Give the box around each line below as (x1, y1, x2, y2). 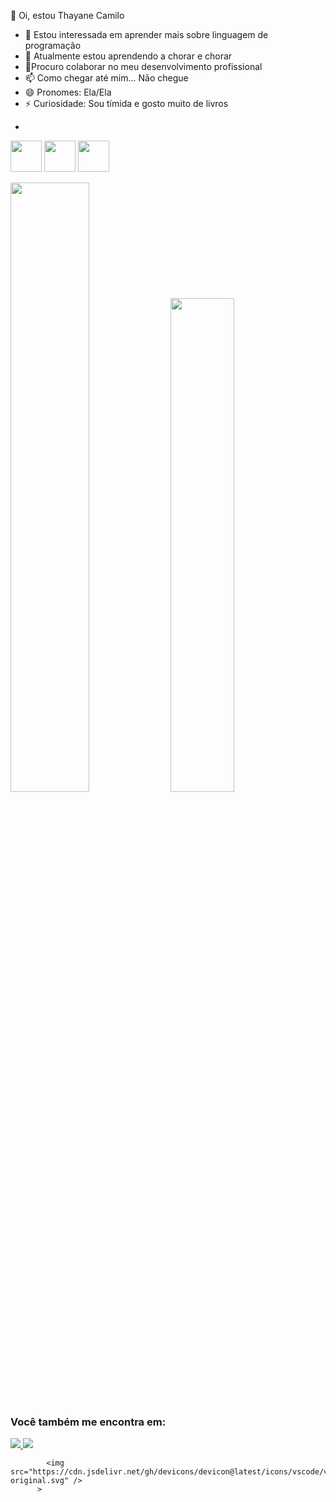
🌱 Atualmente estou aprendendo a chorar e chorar (24, 50, 233, 62)
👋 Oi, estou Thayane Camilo (10, 10, 125, 21)
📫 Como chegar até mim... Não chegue (24, 72, 189, 84)
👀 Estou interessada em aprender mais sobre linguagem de (24, 29, 269, 40)
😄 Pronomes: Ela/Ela (24, 86, 112, 98)
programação (24, 40, 82, 51)
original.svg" (10, 1476, 70, 1486)
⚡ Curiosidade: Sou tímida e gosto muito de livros (24, 98, 229, 109)
